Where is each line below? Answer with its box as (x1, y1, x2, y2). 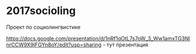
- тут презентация (103, 41, 149, 48)
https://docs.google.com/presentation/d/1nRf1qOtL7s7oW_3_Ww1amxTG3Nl (6, 35, 190, 42)
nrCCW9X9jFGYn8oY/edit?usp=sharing (6, 41, 102, 48)
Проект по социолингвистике (6, 23, 81, 31)
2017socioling (6, 4, 76, 18)
